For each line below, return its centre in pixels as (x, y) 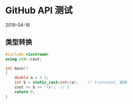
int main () (17, 68)
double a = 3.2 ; (32, 78)
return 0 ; (25, 92)
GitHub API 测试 (39, 10)
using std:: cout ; (24, 59)
